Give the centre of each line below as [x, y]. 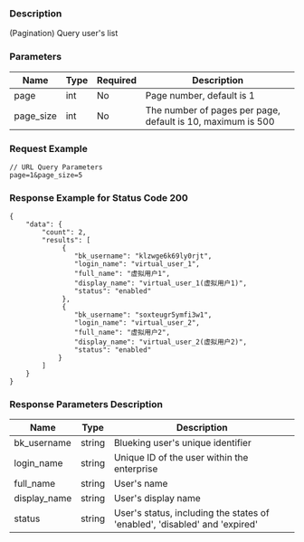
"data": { [44, 224]
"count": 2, [65, 233]
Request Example [48, 148]
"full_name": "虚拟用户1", [122, 274]
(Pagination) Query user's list [64, 33]
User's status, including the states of [191, 513]
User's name [141, 484]
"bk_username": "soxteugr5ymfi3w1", [143, 315]
